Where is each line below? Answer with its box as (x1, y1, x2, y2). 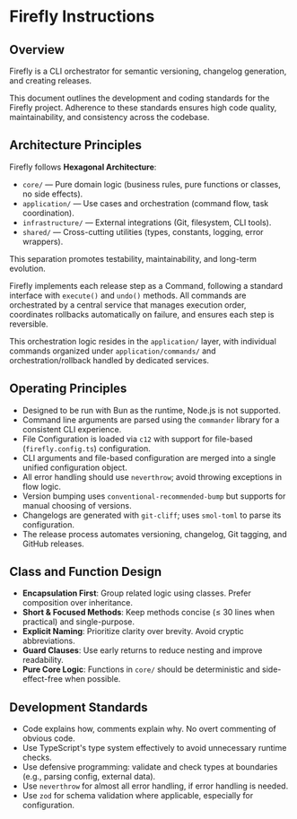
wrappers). (22, 236, 64, 247)
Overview (9, 42, 66, 57)
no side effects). (22, 188, 83, 199)
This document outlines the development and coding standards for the (9, 92, 270, 103)
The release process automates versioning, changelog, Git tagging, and (22, 528, 287, 539)
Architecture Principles (9, 137, 142, 153)
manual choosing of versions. (22, 500, 132, 510)
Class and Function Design (9, 564, 162, 579)
